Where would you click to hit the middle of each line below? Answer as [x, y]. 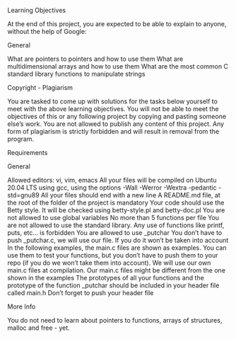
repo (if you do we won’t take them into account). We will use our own [109, 263]
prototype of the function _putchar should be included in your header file [113, 285]
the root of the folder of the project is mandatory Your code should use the [116, 202]
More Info [22, 306]
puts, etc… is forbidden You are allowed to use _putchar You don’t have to [115, 232]
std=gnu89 [24, 195]
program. [21, 139]
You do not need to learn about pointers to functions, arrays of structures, [115, 320]
